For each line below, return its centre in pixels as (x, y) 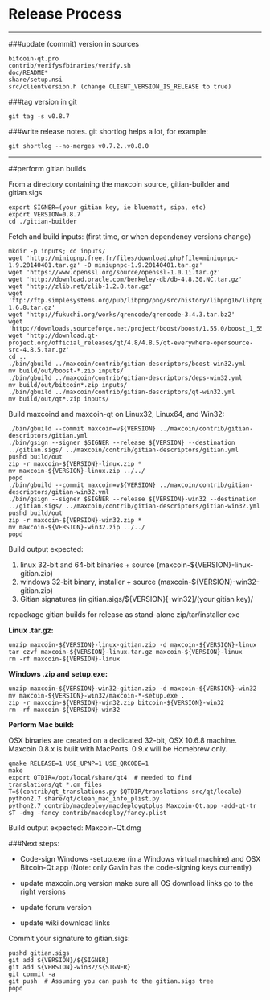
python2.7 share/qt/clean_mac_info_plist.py (84, 798)
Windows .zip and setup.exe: (58, 673)
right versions (43, 891)
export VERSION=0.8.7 (45, 214)
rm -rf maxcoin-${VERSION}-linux (64, 659)
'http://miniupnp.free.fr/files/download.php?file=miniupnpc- (133, 258)
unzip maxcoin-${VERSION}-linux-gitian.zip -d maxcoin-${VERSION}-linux (133, 644)
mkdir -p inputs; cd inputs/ (57, 251)
